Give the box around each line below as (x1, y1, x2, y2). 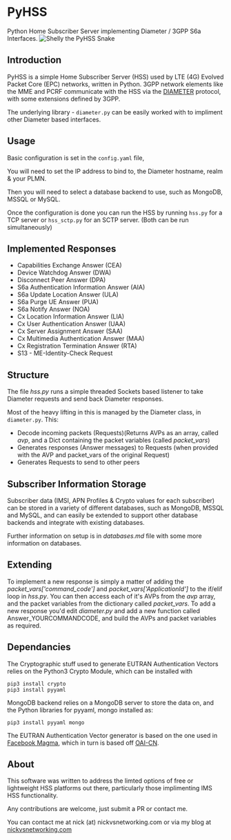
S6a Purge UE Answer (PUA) (17, 298, 99, 306)
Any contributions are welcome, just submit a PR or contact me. (7, 805, 188, 813)
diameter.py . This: (7, 415, 59, 424)
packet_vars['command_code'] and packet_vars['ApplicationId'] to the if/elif (7, 584, 223, 593)
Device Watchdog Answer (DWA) (17, 268, 112, 277)
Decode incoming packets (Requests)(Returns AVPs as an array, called (17, 429, 219, 437)
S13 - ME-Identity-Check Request (17, 349, 113, 357)
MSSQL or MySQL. (7, 194, 61, 203)
